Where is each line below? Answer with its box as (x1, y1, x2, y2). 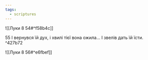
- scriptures (9, 12, 37, 17)
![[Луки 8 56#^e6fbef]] (5, 49, 52, 55)
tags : (5, 7, 16, 12)
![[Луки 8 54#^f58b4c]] (5, 25, 53, 31)
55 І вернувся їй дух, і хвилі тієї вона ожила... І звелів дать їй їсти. (5, 35, 144, 40)
